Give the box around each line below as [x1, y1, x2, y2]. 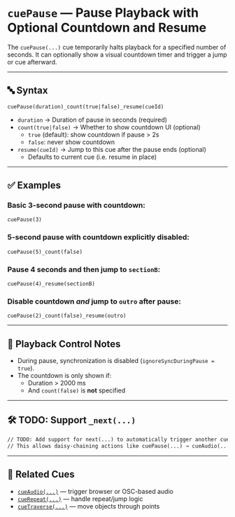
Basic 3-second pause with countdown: [7, 201, 145, 211]
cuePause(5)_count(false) [7, 248, 83, 255]
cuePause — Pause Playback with [7, 5, 199, 21]
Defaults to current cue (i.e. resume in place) [27, 153, 157, 161]
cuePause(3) [7, 216, 42, 223]
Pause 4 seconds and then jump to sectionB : [7, 264, 161, 274]
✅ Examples [7, 180, 62, 192]
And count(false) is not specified [27, 386, 126, 395]
